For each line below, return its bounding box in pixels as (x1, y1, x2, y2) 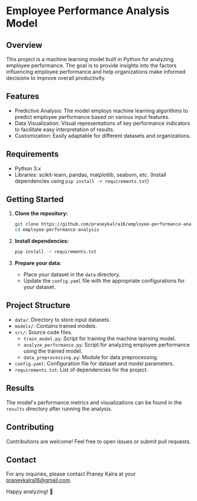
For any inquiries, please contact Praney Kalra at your (6, 470, 136, 477)
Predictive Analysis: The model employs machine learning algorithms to (14, 107, 188, 114)
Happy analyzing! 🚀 (6, 488, 54, 495)
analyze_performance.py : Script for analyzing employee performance (23, 341, 190, 348)
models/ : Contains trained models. (14, 322, 97, 329)
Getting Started (6, 194, 64, 204)
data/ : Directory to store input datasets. (14, 316, 111, 323)
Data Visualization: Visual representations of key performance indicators (14, 120, 191, 127)
